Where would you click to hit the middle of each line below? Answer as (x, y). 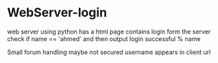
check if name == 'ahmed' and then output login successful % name (104, 38)
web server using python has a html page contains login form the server (109, 32)
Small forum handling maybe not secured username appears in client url (109, 52)
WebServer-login (57, 13)
